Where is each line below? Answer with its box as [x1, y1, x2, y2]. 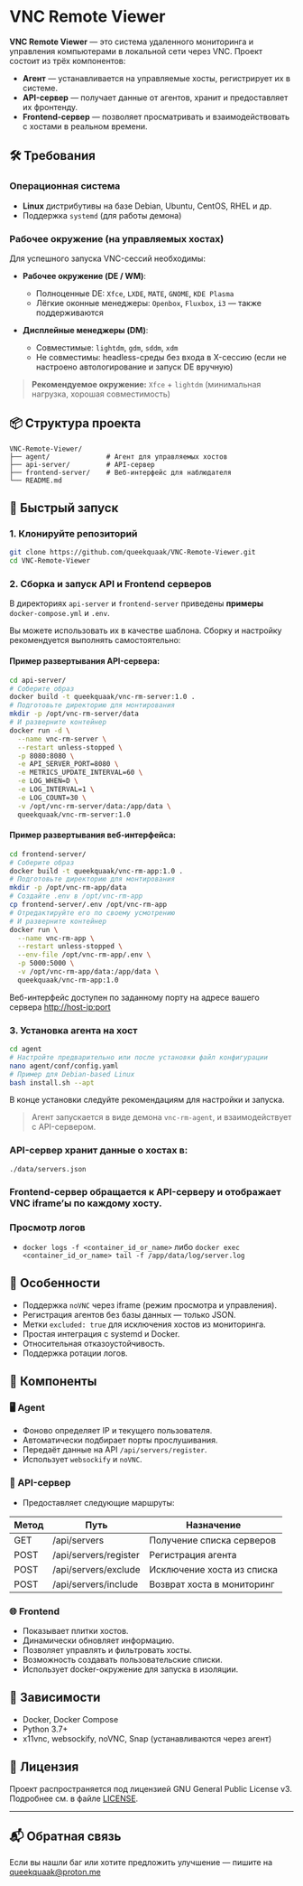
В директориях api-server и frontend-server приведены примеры [9, 598, 264, 609]
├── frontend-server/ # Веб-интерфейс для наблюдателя [9, 468, 232, 477]
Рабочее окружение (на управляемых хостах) [9, 232, 225, 245]
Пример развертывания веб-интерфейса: [9, 829, 176, 841]
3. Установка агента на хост [9, 1023, 138, 1036]
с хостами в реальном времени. [22, 120, 148, 132]
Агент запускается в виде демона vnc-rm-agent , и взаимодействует [31, 1112, 292, 1123]
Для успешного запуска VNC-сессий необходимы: [9, 253, 206, 264]
